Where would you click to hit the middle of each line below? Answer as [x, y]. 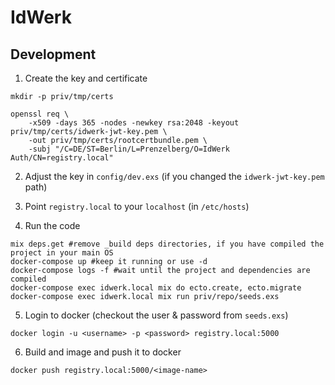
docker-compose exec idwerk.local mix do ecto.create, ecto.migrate [156, 288]
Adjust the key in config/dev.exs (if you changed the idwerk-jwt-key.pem [174, 176]
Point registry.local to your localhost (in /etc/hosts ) [137, 206]
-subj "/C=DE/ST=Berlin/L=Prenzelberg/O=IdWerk [129, 149]
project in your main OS [62, 253]
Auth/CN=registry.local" [62, 158]
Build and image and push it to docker [103, 352]
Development [53, 54]
